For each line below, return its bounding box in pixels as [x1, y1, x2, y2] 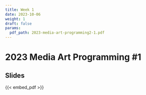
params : [5, 26, 21, 31]
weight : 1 [5, 16, 26, 21]
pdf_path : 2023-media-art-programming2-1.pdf [9, 30, 105, 35]
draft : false [5, 21, 32, 26]
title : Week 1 [5, 7, 35, 12]
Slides [5, 71, 25, 80]
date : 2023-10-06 [5, 12, 41, 17]
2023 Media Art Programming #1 [5, 51, 142, 63]
